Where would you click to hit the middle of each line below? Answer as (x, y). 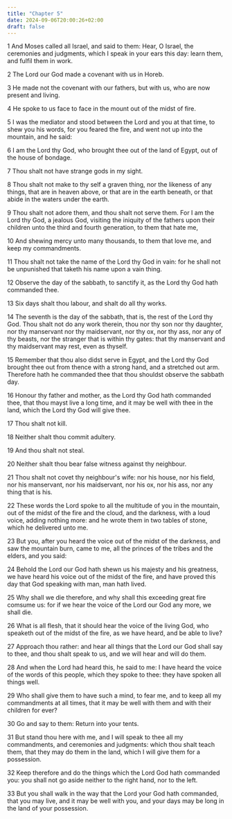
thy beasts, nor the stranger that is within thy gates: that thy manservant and (116, 339)
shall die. (20, 612)
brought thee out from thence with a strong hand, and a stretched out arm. (114, 367)
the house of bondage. (40, 158)
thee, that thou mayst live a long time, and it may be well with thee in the (110, 403)
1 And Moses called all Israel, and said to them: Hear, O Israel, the (100, 47)
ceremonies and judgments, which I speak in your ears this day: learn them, (115, 53)
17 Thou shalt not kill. (37, 423)
